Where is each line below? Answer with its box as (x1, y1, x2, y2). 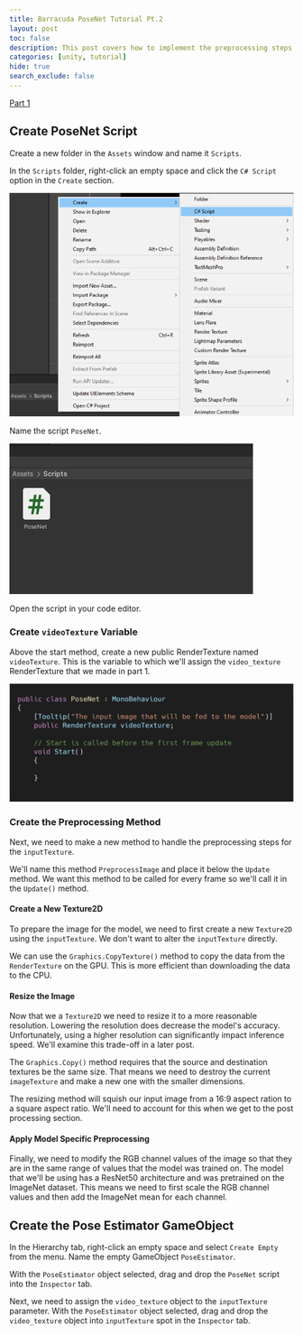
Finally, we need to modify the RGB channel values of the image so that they (9, 1154, 293, 1164)
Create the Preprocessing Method (9, 816, 161, 829)
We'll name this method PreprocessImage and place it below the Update (9, 863, 271, 875)
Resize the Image (9, 990, 75, 1001)
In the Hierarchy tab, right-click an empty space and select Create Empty (9, 1242, 279, 1253)
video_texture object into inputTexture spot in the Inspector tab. (9, 1315, 251, 1326)
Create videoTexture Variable (9, 626, 138, 638)
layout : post (9, 23, 59, 33)
